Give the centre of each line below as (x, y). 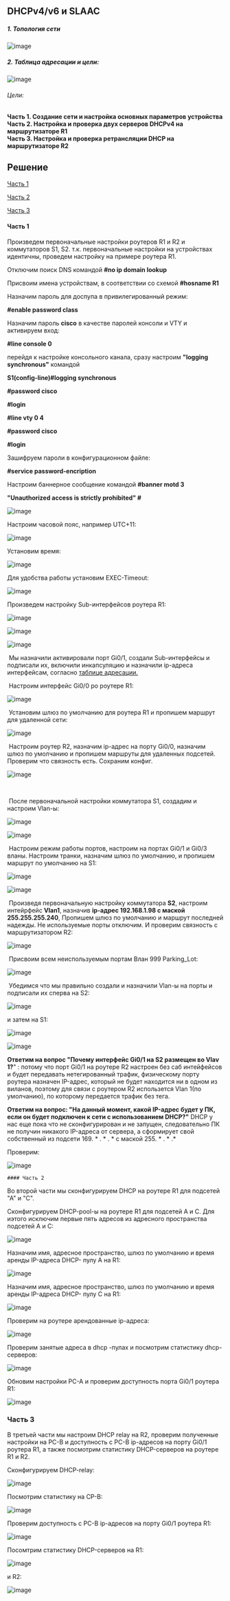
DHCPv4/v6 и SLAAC (54, 11)
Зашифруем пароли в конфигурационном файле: (79, 458)
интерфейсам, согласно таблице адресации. (73, 672)
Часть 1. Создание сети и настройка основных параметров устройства (115, 116)
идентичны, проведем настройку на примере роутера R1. (92, 256)
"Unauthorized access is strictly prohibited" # (74, 498)
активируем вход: (33, 330)
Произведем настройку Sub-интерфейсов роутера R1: (87, 604)
